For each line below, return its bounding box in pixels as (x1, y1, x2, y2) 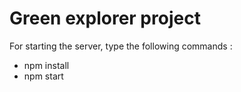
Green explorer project (9, 7, 201, 30)
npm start (23, 70, 64, 82)
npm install (23, 59, 70, 71)
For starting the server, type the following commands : (9, 40, 233, 52)
